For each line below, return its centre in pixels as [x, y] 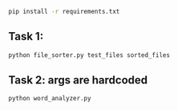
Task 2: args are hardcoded [78, 80]
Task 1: [26, 37]
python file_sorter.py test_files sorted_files [89, 55]
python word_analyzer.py [50, 99]
